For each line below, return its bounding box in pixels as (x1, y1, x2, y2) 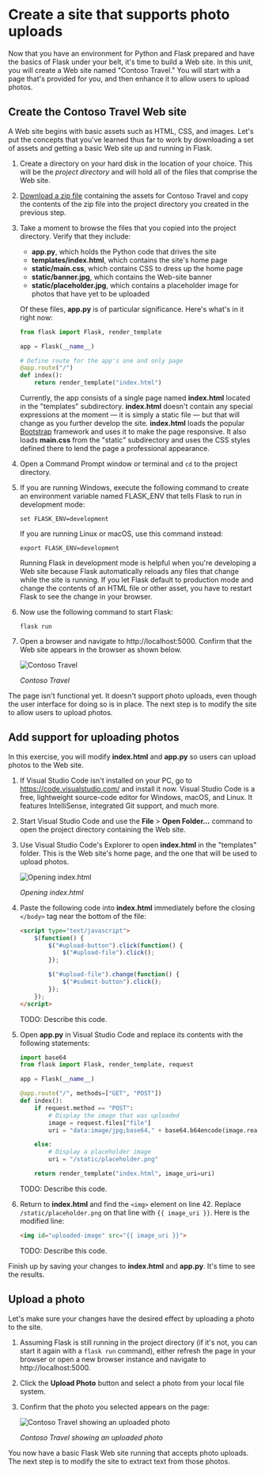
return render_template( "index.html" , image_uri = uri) (34, 1170, 215, 1178)
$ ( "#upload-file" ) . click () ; (62, 949, 155, 957)
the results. (8, 1269, 45, 1279)
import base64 (19, 1053, 66, 1062)
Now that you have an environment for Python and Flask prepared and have (8, 48, 256, 58)
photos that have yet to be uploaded (31, 289, 150, 298)
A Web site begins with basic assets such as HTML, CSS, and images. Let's (8, 126, 255, 136)
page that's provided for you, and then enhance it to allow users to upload (8, 74, 250, 83)
